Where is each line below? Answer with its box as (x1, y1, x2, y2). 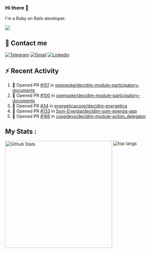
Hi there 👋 (5, 4, 29, 11)
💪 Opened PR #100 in (12, 92, 55, 98)
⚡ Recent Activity (5, 67, 59, 75)
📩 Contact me (5, 39, 47, 47)
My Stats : (5, 127, 37, 136)
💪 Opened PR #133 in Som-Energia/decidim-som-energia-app (12, 108, 137, 114)
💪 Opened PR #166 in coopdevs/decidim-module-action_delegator (12, 113, 146, 119)
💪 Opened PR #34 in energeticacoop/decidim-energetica (12, 103, 128, 109)
